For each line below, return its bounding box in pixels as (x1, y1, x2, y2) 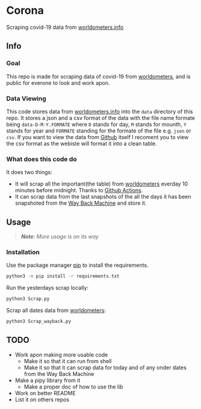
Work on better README (14, 389, 76, 396)
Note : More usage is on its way (20, 233, 99, 240)
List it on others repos (14, 396, 70, 403)
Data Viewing (6, 94, 46, 102)
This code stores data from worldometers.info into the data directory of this (6, 108, 193, 115)
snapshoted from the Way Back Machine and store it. (14, 199, 147, 207)
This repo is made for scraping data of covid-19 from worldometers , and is (6, 73, 191, 80)
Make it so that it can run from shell (23, 357, 112, 364)
